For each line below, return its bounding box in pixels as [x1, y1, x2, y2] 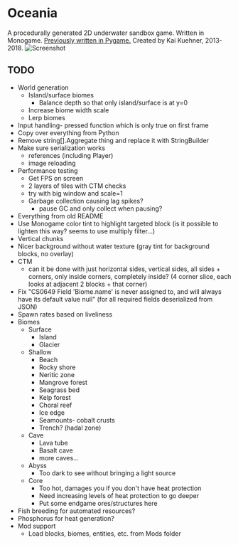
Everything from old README [17, 211, 104, 220]
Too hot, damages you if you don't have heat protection [38, 484, 202, 492]
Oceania [7, 5, 58, 21]
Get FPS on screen [28, 174, 84, 182]
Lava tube [38, 438, 69, 447]
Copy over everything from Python [17, 128, 119, 137]
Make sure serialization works [17, 144, 105, 152]
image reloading [28, 159, 76, 167]
